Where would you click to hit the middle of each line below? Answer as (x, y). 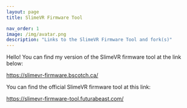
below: (15, 64)
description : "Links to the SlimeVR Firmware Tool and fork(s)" (89, 40)
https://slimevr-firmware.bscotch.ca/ (52, 75)
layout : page (23, 12)
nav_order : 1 (23, 29)
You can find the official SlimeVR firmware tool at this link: (78, 87)
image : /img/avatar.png (36, 34)
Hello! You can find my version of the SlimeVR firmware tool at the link (94, 57)
